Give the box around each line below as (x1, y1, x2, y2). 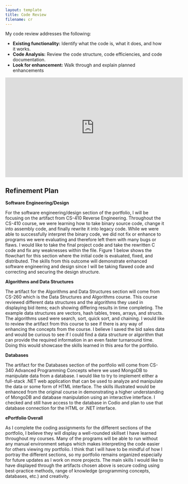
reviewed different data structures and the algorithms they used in (5, 300, 143, 306)
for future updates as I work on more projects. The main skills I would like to (5, 457, 164, 463)
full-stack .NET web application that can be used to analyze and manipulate (5, 378, 163, 384)
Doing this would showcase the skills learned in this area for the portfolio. (5, 343, 159, 349)
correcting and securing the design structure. (5, 269, 100, 275)
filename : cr (5, 17, 33, 22)
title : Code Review (5, 12, 47, 17)
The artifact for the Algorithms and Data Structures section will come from (5, 288, 160, 294)
